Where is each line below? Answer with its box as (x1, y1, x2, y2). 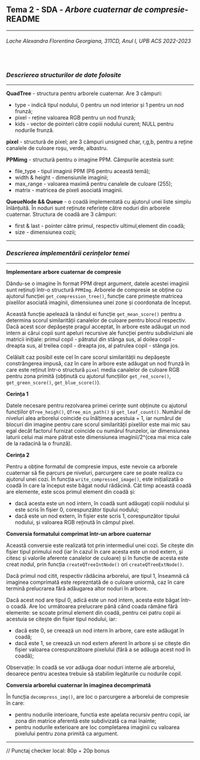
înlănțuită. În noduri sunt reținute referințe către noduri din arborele (6, 205, 170, 212)
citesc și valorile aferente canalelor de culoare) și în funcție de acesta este (6, 554, 189, 561)
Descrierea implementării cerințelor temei (6, 249, 130, 258)
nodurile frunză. (14, 127, 55, 134)
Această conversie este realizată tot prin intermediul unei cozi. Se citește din (6, 542, 194, 549)
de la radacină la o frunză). (6, 440, 73, 447)
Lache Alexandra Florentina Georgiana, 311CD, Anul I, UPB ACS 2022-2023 (6, 37, 192, 45)
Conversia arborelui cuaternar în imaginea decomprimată (6, 681, 151, 689)
